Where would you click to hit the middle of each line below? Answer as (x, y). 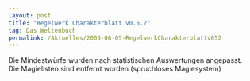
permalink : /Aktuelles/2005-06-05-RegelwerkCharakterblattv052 (115, 38)
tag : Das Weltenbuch (42, 30)
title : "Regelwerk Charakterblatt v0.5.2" (79, 23)
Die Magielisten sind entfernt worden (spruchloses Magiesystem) (115, 69)
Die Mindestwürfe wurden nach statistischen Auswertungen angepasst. (125, 60)
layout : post (30, 15)
